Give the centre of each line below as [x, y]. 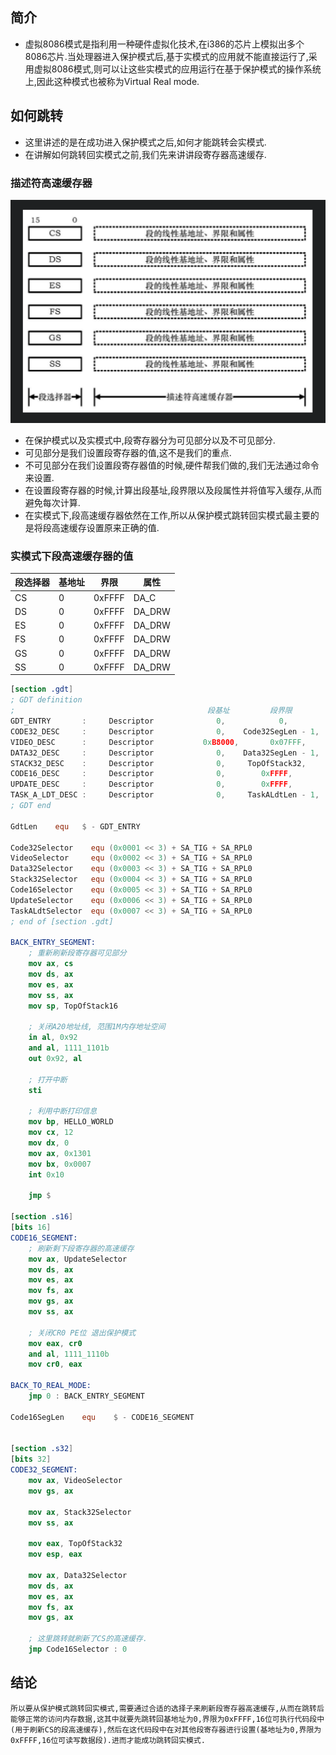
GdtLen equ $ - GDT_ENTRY [75, 826]
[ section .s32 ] [42, 1449]
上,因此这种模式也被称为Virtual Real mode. [112, 81]
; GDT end [31, 806]
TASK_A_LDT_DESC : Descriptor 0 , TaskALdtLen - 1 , [165, 795]
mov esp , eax [55, 1554]
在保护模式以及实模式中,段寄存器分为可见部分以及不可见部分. [150, 440]
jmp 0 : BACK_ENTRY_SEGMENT [86, 1396]
